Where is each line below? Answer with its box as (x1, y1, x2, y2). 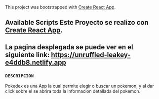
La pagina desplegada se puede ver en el (5, 43, 133, 51)
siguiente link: (5, 50, 50, 59)
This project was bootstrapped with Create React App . (5, 4, 116, 10)
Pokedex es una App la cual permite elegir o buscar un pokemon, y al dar (5, 83, 154, 89)
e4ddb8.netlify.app (5, 58, 67, 66)
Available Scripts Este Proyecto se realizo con (5, 18, 149, 27)
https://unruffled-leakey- (51, 50, 131, 59)
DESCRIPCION (5, 73, 34, 78)
